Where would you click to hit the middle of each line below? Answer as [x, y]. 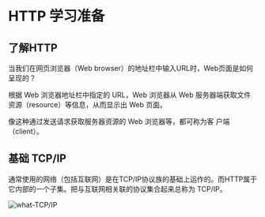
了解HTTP [33, 48]
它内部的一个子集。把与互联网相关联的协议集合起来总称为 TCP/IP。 [117, 189]
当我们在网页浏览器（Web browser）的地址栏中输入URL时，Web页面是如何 [131, 68]
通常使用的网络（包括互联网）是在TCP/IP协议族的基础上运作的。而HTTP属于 [132, 179]
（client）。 [26, 131]
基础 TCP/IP [38, 159]
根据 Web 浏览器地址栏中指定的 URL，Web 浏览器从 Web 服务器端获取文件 [130, 95]
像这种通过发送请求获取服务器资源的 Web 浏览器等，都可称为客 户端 [119, 122]
